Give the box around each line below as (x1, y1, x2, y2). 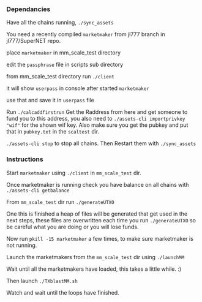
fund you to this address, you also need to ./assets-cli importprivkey (6, 115, 185, 123)
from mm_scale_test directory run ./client (6, 73, 114, 80)
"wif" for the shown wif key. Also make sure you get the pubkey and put (6, 121, 189, 129)
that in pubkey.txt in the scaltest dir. (6, 128, 100, 135)
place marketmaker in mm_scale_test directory (6, 49, 121, 56)
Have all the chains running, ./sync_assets (6, 19, 114, 26)
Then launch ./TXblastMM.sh (6, 277, 78, 284)
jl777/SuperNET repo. (6, 37, 61, 45)
